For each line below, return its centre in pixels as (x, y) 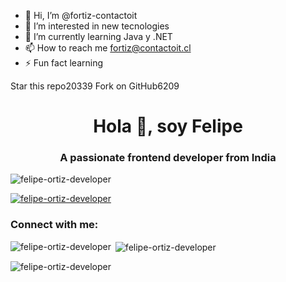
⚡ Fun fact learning (64, 63)
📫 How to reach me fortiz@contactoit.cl (108, 48)
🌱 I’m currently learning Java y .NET (98, 36)
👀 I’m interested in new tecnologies (97, 26)
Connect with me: (54, 225)
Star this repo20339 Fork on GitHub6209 (95, 86)
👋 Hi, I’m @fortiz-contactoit (81, 15)
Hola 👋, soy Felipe (168, 126)
